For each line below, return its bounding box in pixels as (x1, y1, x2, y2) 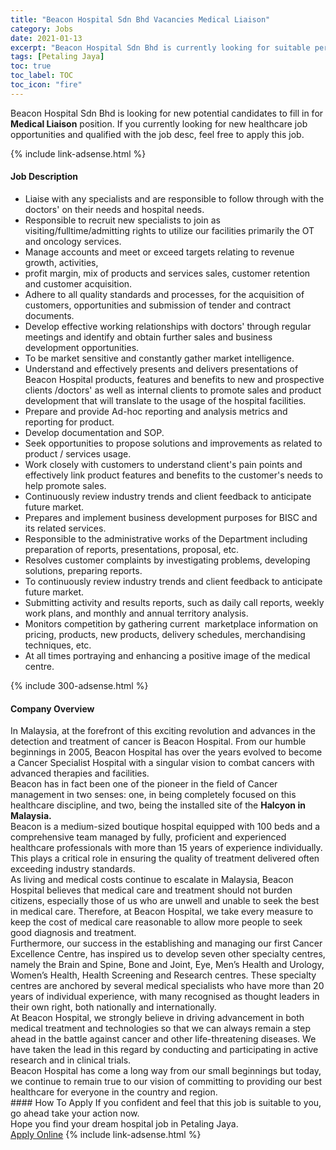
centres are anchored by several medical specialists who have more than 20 (10, 980, 325, 992)
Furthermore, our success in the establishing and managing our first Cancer (10, 937, 323, 950)
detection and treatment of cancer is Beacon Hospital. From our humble (10, 736, 307, 748)
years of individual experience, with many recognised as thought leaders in (10, 991, 320, 1003)
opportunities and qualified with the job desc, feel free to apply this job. (10, 128, 305, 140)
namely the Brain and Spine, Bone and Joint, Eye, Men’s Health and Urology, (10, 959, 325, 971)
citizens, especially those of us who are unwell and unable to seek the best (10, 895, 320, 907)
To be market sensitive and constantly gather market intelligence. (24, 352, 295, 364)
